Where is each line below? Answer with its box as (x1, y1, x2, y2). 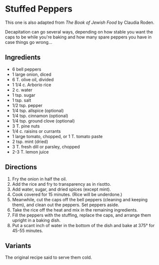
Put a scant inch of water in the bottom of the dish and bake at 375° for (12, 222, 155, 228)
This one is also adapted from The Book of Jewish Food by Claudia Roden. (5, 19, 155, 25)
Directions (5, 163, 37, 171)
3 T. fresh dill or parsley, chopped (12, 143, 80, 149)
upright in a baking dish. (12, 217, 61, 223)
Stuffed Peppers (5, 3, 73, 15)
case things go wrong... (5, 39, 53, 45)
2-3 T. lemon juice (12, 149, 49, 155)
